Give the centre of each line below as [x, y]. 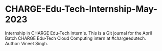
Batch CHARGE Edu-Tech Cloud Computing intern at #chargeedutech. [76, 38]
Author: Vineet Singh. [27, 43]
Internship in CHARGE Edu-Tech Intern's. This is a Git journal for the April [79, 33]
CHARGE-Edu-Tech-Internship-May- [81, 9]
